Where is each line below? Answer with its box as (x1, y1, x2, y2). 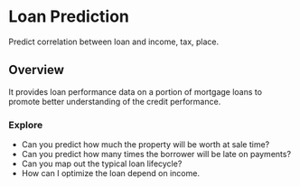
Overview (8, 62, 65, 78)
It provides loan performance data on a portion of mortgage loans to (8, 86, 263, 97)
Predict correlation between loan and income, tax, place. (8, 36, 220, 47)
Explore (8, 118, 43, 131)
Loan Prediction (8, 6, 130, 27)
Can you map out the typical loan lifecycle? (21, 158, 183, 169)
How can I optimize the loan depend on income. (21, 168, 201, 179)
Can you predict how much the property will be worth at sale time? (21, 139, 270, 150)
